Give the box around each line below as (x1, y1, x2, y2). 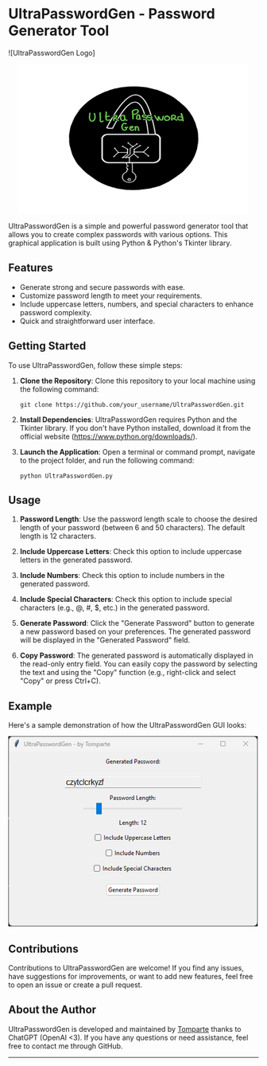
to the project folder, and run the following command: (19, 455, 195, 465)
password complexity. (19, 307, 92, 317)
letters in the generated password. (19, 555, 133, 565)
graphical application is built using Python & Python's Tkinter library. (8, 238, 232, 248)
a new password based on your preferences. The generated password (19, 627, 251, 637)
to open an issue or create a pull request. (8, 980, 143, 990)
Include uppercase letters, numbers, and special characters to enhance (19, 299, 254, 309)
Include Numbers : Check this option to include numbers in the (19, 571, 225, 580)
